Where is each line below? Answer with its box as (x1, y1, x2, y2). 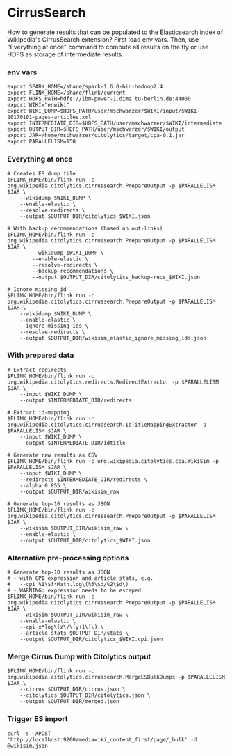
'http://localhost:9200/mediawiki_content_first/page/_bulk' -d (7, 736, 197, 743)
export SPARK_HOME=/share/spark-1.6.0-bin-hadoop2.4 (7, 84, 163, 90)
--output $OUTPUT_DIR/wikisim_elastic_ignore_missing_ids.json (19, 334, 207, 342)
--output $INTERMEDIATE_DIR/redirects (19, 397, 132, 404)
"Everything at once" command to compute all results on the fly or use (7, 42, 209, 51)
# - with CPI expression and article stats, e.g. (7, 575, 154, 582)
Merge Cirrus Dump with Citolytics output (7, 652, 151, 662)
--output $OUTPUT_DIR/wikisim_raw (19, 488, 119, 495)
